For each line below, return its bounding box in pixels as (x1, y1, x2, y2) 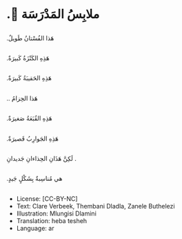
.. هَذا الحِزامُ (6, 94, 39, 103)
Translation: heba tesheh (16, 216, 88, 224)
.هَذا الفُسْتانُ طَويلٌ (6, 34, 54, 42)
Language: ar (16, 224, 54, 232)
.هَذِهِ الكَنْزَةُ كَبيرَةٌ (6, 53, 50, 62)
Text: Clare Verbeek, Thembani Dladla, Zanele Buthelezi (16, 202, 175, 210)
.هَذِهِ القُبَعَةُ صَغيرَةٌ (6, 114, 52, 123)
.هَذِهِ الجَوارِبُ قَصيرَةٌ (6, 134, 59, 143)
